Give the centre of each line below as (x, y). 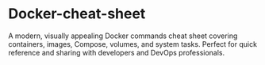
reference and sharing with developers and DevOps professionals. (117, 52)
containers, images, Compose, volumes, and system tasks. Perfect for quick (133, 44)
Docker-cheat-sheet (77, 14)
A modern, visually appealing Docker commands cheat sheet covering (123, 36)
